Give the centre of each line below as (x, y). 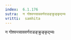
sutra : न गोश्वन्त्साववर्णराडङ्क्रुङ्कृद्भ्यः (35, 14)
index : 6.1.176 (22, 9)
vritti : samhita (23, 18)
